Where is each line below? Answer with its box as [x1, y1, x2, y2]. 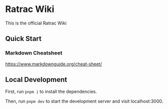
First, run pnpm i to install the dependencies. [5, 88, 97, 94]
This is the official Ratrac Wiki [5, 20, 67, 26]
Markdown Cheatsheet [5, 49, 63, 56]
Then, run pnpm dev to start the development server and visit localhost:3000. [5, 98, 163, 104]
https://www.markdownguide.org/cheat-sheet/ [5, 61, 102, 67]
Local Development [5, 75, 67, 84]
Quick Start [5, 34, 42, 43]
